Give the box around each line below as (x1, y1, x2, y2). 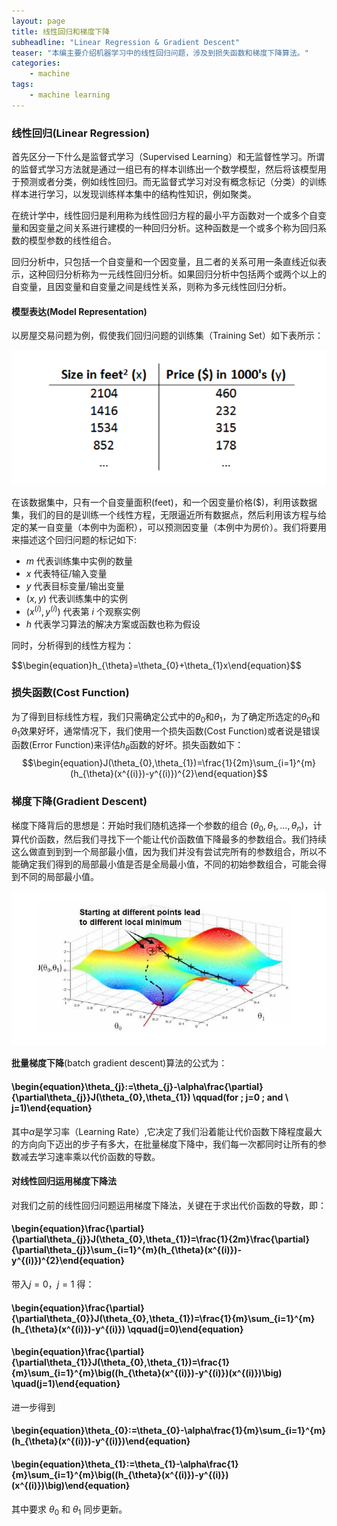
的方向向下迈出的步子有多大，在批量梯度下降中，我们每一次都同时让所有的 (11, 1138, 318, 1150)
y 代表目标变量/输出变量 (25, 580, 125, 592)
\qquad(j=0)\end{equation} (127, 1323, 244, 1335)
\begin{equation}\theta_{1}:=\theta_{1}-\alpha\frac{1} (11, 1458, 239, 1470)
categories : (11, 58, 61, 69)
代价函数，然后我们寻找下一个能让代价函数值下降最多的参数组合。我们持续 (19, 833, 327, 845)
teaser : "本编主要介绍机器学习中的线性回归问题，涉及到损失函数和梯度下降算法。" (11, 48, 309, 58)
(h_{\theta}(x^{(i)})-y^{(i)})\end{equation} (11, 1435, 191, 1447)
